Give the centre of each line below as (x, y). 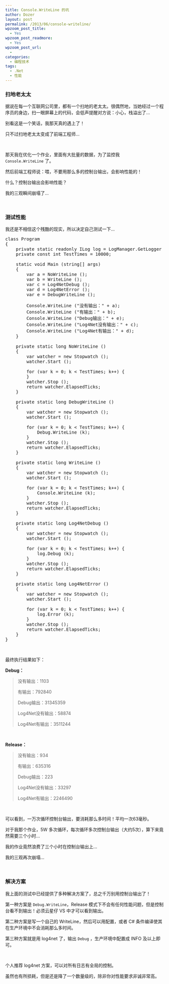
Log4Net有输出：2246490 (45, 799)
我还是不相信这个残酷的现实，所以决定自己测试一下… (60, 229)
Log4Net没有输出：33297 (44, 788)
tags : (11, 66)
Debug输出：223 (35, 777)
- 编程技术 (20, 62)
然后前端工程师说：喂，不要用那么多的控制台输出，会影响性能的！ (73, 172)
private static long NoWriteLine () (61, 346)
